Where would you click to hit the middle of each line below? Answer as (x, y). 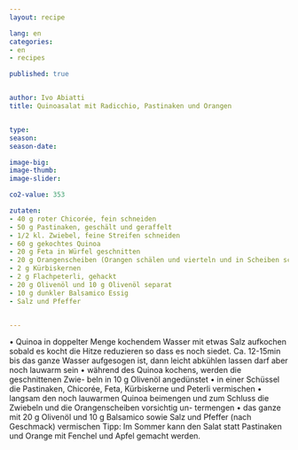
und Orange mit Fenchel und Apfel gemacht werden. (105, 436)
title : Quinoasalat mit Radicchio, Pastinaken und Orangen (121, 106)
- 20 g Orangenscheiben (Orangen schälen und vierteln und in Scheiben (144, 260)
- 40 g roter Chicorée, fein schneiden (83, 219)
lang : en (25, 33)
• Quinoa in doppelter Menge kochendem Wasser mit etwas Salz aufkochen (148, 342)
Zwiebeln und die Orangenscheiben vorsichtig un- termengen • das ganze (145, 407)
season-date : (33, 146)
